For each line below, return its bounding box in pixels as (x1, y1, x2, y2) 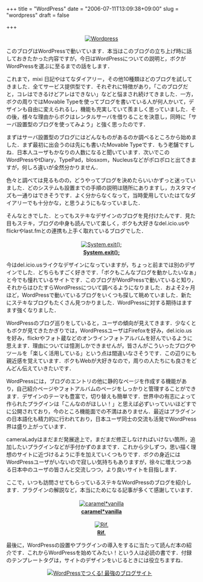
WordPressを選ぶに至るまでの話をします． (6, 63, 113, 70)
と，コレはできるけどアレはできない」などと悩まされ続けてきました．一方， (6, 91, 196, 97)
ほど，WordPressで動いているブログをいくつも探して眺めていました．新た (6, 291, 192, 299)
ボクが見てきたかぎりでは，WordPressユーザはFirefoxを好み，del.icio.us (11, 327, 192, 334)
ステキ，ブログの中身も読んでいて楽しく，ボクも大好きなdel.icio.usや (16, 220, 190, 227)
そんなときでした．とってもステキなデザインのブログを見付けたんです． (6, 212, 185, 219)
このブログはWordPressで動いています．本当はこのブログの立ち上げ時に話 (6, 48, 192, 54)
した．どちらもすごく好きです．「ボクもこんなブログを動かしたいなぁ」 (22, 269, 197, 276)
